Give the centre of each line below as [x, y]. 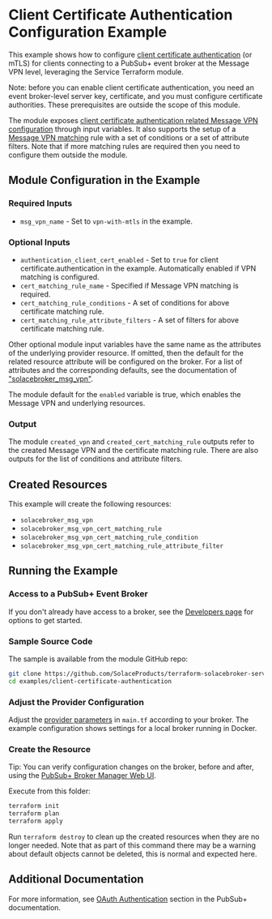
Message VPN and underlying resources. [77, 403]
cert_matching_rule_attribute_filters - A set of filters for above [130, 320]
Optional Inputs [39, 242]
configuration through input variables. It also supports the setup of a [122, 129]
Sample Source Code [51, 641]
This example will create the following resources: [90, 504]
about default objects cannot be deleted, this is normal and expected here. [133, 853]
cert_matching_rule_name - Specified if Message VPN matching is [129, 285]
